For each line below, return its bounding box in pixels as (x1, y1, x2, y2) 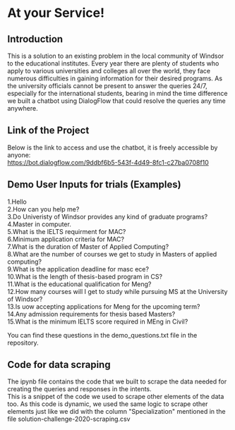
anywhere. (7, 104, 38, 112)
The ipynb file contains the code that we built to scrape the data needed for (7, 377, 227, 386)
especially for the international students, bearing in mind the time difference (7, 90, 228, 97)
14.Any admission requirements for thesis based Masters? (7, 309, 176, 318)
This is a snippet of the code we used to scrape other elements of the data (7, 393, 224, 401)
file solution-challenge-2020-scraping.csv (7, 414, 131, 424)
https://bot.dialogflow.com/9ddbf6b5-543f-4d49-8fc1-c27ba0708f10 (7, 158, 210, 166)
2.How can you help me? (7, 204, 80, 213)
